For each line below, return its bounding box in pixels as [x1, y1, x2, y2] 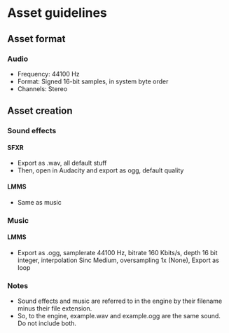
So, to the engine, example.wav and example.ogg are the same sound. [17, 312, 221, 320]
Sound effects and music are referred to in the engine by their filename [17, 297, 223, 306]
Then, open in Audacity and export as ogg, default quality [17, 166, 184, 175]
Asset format [7, 33, 66, 45]
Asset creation [7, 105, 73, 117]
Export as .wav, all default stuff [17, 159, 107, 168]
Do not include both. [17, 319, 77, 327]
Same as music [17, 198, 62, 206]
